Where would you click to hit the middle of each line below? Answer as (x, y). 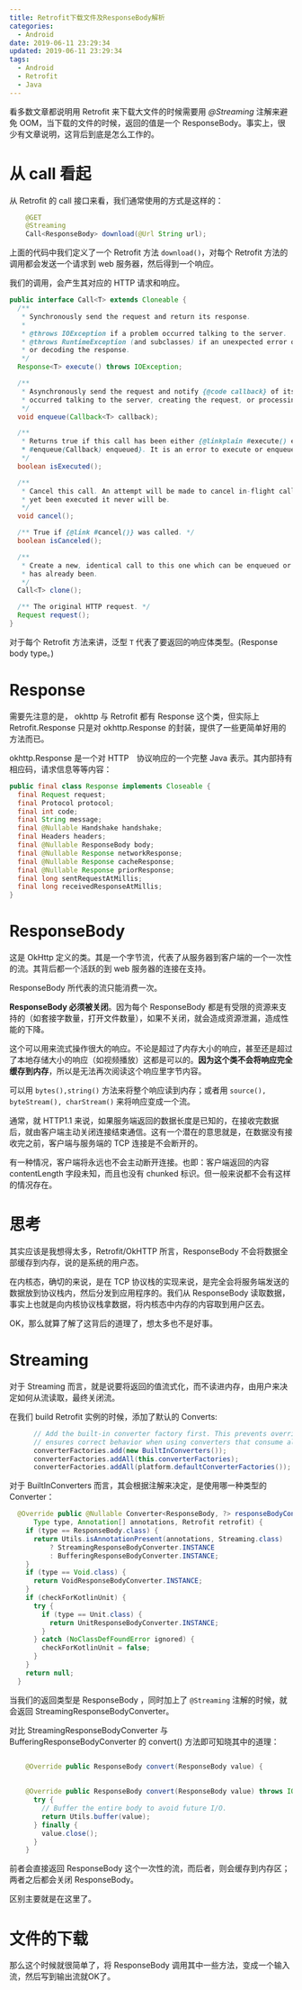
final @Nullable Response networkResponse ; (100, 853)
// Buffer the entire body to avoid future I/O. (134, 1808)
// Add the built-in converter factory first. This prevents (150, 1433)
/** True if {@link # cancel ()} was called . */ (106, 532)
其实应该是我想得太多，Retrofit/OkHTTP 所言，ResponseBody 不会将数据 (145, 1251)
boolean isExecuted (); (60, 466)
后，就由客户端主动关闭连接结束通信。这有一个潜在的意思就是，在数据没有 (147, 1132)
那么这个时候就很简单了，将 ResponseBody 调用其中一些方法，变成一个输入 (150, 1966)
